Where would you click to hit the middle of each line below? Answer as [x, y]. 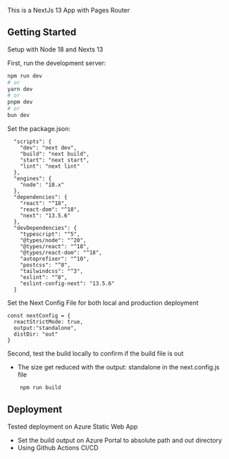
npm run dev [25, 76]
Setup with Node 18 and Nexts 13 [55, 49]
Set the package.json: [39, 128]
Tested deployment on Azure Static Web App [73, 427]
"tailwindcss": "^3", [51, 271]
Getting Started [42, 32]
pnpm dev [20, 102]
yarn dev [20, 89]
